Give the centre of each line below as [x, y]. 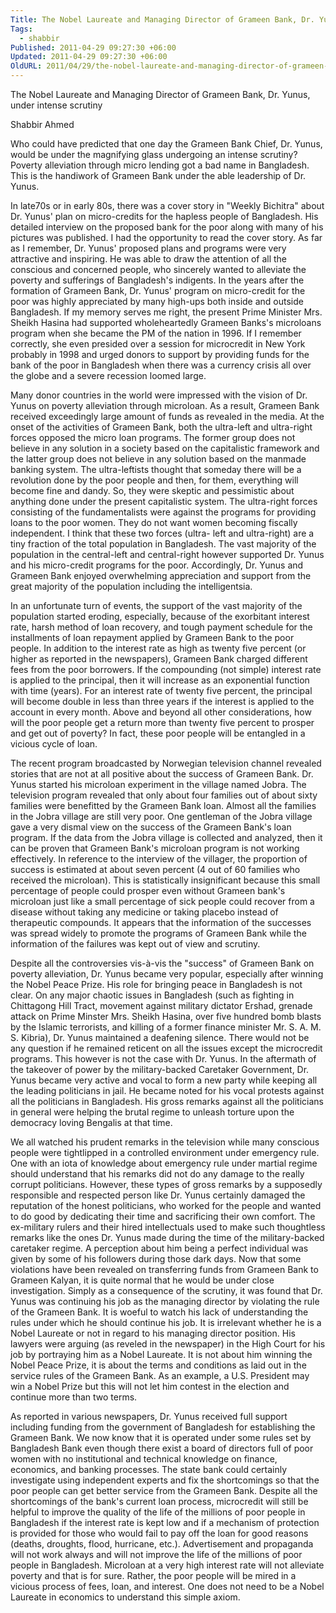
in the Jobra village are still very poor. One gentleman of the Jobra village [161, 816]
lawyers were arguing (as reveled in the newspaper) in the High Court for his [168, 1344]
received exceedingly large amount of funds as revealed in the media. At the [167, 416]
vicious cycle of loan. [54, 744]
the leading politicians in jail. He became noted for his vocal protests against [167, 1090]
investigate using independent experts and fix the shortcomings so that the [165, 1480]
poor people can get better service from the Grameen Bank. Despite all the [164, 1490]
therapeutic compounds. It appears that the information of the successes [161, 922]
